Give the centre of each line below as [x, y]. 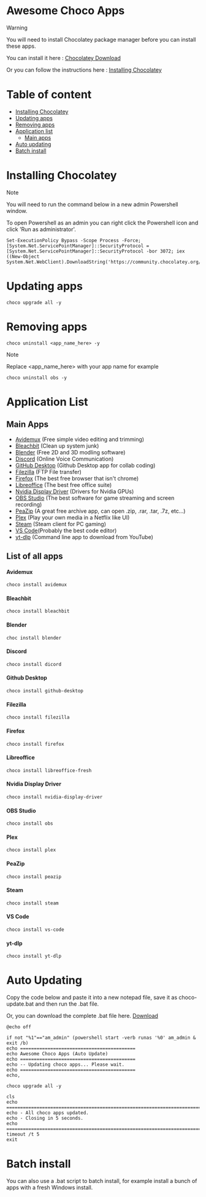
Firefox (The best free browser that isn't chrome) [77, 478]
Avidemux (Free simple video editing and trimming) [80, 439]
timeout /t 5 [23, 1134]
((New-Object [23, 256]
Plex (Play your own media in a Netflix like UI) [72, 517]
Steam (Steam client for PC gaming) [60, 524]
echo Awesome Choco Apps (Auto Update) [57, 1054]
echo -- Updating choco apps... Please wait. [65, 1065]
